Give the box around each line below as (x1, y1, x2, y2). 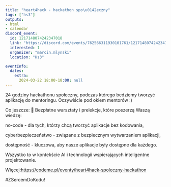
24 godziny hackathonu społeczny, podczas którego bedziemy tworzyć (5, 92, 155, 98)
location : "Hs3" (10, 54, 44, 60)
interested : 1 (10, 45, 40, 50)
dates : (10, 68, 24, 73)
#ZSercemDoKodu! (5, 176, 45, 182)
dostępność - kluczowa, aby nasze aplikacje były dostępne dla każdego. (5, 141, 158, 147)
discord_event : (5, 31, 38, 36)
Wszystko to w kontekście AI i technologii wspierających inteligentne (5, 152, 150, 158)
